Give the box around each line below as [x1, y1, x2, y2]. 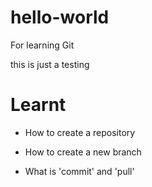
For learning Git [10, 39, 75, 51]
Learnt [10, 94, 67, 116]
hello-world [10, 6, 110, 29]
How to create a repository [24, 126, 136, 138]
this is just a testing [10, 58, 90, 70]
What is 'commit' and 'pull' [24, 165, 135, 177]
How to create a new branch [24, 146, 142, 158]
